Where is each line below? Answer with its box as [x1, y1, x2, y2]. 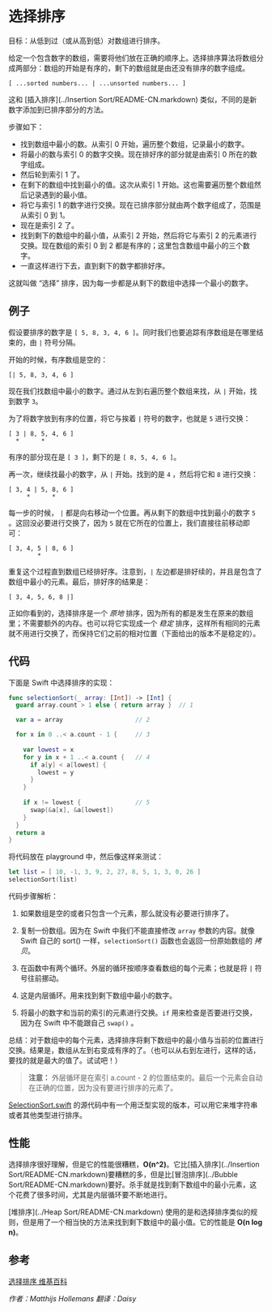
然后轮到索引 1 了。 [19, 170, 85, 179]
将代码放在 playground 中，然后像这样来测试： [8, 852, 164, 862]
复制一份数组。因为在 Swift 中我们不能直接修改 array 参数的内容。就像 [19, 926, 255, 935]
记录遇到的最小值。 [27, 190, 91, 200]
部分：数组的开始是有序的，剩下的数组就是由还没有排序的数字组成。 [22, 62, 249, 73]
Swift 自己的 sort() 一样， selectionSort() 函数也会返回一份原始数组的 [19, 936, 253, 946]
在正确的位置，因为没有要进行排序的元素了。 [28, 1083, 178, 1093]
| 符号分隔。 [38, 337, 81, 347]
